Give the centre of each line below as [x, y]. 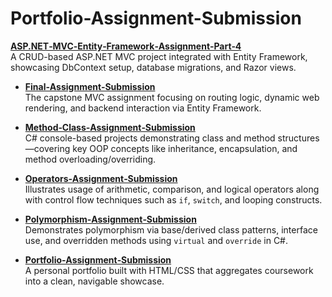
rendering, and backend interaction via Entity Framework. [143, 108]
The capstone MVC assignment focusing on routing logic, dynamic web [172, 97]
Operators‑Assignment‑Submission [101, 178]
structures [298, 138]
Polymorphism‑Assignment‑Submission [110, 219]
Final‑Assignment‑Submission [90, 86]
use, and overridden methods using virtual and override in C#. [156, 240]
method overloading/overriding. [90, 159]
